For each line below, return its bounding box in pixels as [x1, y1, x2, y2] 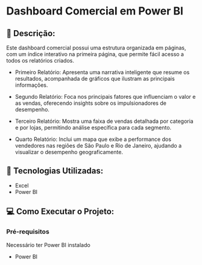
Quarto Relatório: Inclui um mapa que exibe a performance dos [14, 136, 172, 143]
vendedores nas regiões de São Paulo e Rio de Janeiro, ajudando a [14, 142, 182, 149]
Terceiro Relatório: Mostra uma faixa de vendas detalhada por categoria [14, 117, 194, 125]
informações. [14, 81, 48, 89]
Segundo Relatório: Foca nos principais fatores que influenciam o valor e [14, 93, 196, 100]
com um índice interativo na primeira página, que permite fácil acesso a [6, 51, 184, 58]
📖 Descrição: [6, 28, 55, 39]
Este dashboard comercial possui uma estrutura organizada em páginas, [6, 44, 186, 51]
